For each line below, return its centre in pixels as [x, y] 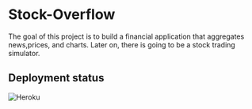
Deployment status [56, 78]
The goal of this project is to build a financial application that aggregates [126, 36]
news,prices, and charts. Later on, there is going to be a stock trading [122, 44]
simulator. [24, 53]
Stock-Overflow [62, 15]
